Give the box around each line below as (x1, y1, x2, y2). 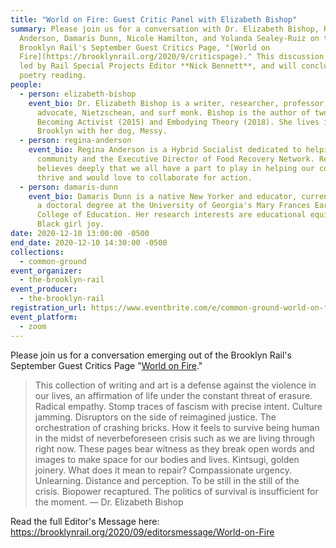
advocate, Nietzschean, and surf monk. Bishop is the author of (36, 107, 311, 118)
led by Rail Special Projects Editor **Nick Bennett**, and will (19, 61, 298, 71)
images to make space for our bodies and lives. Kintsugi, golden (34, 453, 300, 465)
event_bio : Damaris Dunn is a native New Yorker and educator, (28, 191, 298, 201)
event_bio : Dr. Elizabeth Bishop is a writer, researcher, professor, (28, 98, 329, 108)
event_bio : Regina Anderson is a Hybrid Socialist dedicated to (28, 145, 302, 155)
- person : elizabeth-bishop (19, 89, 137, 99)
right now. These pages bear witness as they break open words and (34, 442, 315, 455)
